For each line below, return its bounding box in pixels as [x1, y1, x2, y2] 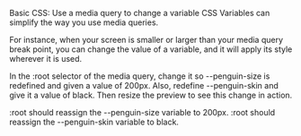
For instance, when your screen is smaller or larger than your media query [9, 35, 284, 45]
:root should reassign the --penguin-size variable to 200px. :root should [9, 107, 276, 117]
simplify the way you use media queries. [9, 17, 159, 28]
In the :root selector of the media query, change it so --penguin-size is [9, 71, 270, 81]
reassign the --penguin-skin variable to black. [9, 116, 180, 127]
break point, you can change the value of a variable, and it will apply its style [9, 44, 293, 55]
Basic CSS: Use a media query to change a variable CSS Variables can [9, 8, 270, 18]
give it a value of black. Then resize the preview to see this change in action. [9, 89, 293, 100]
